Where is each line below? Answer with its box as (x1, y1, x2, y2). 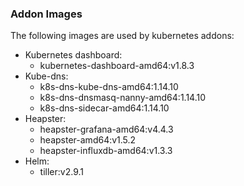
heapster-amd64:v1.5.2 (39, 134, 137, 146)
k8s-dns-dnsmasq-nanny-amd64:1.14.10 (39, 92, 207, 104)
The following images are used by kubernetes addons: (10, 30, 235, 42)
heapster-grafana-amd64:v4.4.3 (39, 123, 174, 136)
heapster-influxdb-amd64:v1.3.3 (39, 145, 173, 157)
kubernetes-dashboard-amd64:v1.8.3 (39, 60, 195, 72)
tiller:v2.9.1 (39, 166, 84, 178)
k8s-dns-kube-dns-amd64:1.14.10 (39, 81, 179, 93)
